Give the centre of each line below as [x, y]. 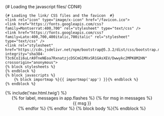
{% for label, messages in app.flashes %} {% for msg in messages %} [82, 98]
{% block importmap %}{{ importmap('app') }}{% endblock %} [76, 79]
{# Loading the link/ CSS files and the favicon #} [60, 16]
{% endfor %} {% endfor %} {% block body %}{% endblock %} [82, 108]
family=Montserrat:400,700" [34, 28]
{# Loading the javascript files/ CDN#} [43, 7]
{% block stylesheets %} [30, 67]
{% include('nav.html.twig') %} [36, 93]
